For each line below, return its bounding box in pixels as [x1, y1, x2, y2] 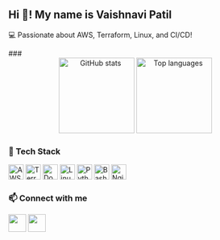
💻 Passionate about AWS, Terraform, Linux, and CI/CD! [8, 30, 193, 39]
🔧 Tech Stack [8, 146, 61, 157]
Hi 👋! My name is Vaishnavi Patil [8, 8, 172, 22]
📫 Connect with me [8, 192, 88, 204]
